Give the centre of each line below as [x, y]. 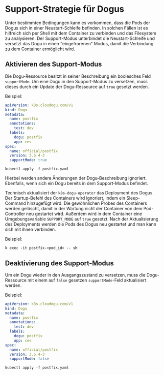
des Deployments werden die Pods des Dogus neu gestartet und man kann [81, 224]
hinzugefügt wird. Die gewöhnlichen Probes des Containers [87, 203]
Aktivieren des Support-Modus [53, 64]
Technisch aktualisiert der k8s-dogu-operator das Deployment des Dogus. [80, 193]
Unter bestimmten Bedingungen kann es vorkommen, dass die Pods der [78, 23]
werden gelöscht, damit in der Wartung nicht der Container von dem [74, 209]
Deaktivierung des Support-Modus [59, 263]
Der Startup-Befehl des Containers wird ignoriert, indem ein [65, 198]
